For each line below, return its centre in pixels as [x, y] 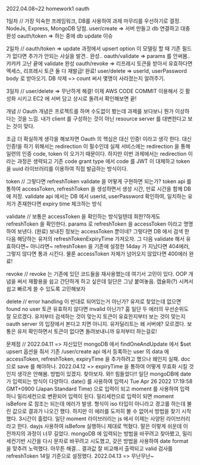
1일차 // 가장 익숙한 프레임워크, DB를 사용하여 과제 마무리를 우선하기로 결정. [93, 21]
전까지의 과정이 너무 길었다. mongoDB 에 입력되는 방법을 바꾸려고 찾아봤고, [94, 433]
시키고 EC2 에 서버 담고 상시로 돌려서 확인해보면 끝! [77, 98]
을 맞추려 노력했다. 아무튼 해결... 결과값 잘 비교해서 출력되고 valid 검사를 [90, 448]
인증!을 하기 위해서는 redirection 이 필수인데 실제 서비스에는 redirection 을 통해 [98, 146]
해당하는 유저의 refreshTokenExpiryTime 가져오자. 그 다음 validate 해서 [101, 239]
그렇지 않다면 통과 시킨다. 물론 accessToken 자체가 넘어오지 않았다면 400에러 [97, 254]
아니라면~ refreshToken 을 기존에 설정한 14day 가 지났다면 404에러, [110, 246]
